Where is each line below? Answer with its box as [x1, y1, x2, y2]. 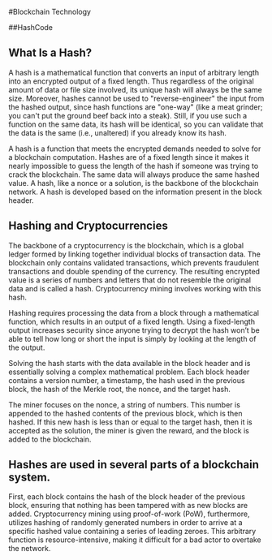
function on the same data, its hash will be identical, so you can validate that [8, 119, 264, 129]
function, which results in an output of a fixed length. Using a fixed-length [8, 317, 256, 326]
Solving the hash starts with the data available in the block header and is [8, 358, 251, 368]
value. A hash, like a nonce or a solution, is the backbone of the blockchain [8, 178, 259, 187]
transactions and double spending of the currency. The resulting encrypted [8, 266, 261, 276]
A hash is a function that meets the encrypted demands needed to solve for [8, 144, 261, 153]
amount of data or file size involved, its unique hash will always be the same [8, 84, 262, 94]
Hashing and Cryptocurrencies [8, 219, 168, 233]
